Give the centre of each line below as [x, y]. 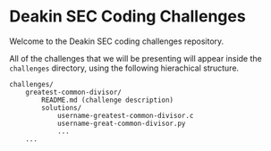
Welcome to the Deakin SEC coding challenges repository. [117, 41]
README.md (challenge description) [108, 100]
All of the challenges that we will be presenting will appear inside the [135, 58]
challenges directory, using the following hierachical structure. [124, 68]
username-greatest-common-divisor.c [125, 115]
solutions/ [62, 108]
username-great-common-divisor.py [121, 123]
